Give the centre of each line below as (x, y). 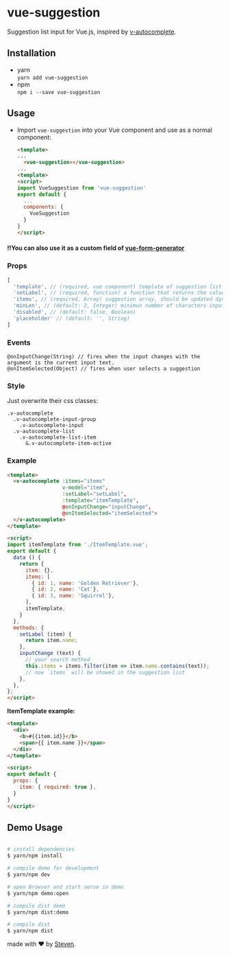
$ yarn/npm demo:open (38, 893)
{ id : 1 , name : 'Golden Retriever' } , (85, 583)
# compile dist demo (37, 906)
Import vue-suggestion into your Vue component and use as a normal (114, 130)
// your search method (57, 660)
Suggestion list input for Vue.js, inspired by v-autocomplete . (92, 32)
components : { (43, 207)
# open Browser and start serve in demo (66, 887)
